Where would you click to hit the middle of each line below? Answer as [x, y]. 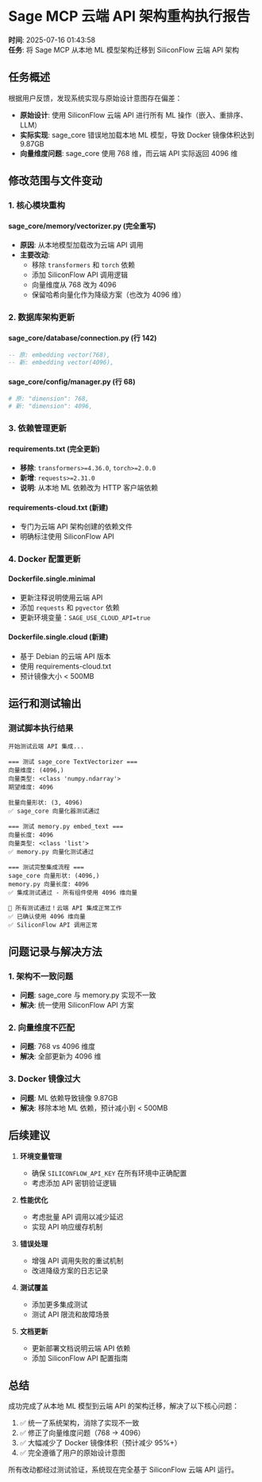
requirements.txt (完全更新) [54, 448]
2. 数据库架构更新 [42, 318]
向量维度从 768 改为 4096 [74, 285]
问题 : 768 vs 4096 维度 [58, 1047]
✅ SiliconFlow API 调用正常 [53, 925]
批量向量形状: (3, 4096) [46, 803]
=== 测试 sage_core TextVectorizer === [73, 762]
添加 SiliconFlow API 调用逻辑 [80, 275]
